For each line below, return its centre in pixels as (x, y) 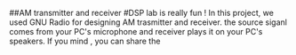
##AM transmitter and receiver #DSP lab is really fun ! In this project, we (141, 13)
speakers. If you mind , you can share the (85, 41)
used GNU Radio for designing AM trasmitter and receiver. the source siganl (148, 22)
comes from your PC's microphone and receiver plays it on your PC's (136, 31)
